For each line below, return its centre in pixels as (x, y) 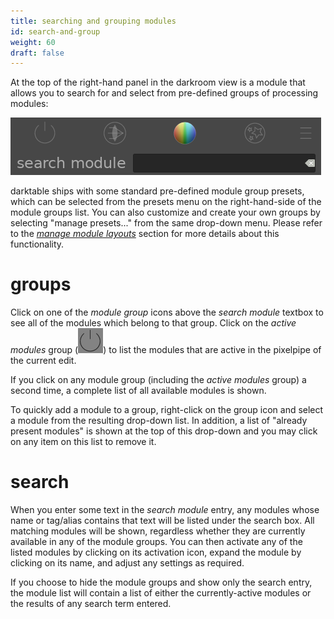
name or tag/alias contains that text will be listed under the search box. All (162, 521)
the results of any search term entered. (91, 604)
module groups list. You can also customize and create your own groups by (165, 212)
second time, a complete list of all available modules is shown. (138, 391)
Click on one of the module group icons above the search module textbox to (167, 312)
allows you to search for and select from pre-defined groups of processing (164, 93)
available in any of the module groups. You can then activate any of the (156, 542)
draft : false (37, 53)
